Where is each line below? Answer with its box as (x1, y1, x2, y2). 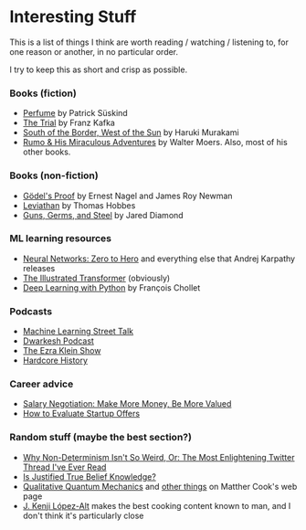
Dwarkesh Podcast (22, 335, 94, 346)
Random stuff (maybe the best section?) (9, 431, 192, 444)
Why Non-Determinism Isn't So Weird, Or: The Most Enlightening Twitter (22, 451, 295, 462)
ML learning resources (9, 232, 112, 245)
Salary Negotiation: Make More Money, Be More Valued (22, 398, 232, 409)
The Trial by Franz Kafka (22, 117, 116, 129)
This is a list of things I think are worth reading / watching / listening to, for (9, 37, 290, 48)
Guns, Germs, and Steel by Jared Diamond (22, 209, 185, 220)
